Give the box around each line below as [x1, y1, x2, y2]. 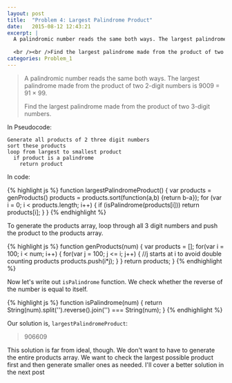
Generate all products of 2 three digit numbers [7, 136, 150, 143]
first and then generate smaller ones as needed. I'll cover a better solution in [7, 360, 224, 368]
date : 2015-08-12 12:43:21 [7, 23, 91, 30]
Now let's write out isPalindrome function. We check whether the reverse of [7, 277, 223, 286]
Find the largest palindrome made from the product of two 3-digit [23, 102, 211, 111]
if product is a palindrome [13, 154, 95, 161]
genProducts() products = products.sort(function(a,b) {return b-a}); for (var [7, 193, 222, 201]
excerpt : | [7, 29, 39, 37]
